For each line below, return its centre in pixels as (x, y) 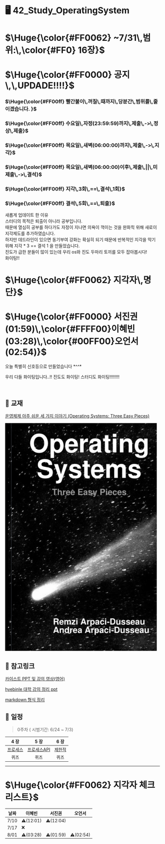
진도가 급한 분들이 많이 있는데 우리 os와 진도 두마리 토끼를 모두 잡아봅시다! (76, 252)
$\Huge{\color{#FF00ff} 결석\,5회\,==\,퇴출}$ (60, 203)
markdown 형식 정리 (25, 700)
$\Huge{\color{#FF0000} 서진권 (71, 316)
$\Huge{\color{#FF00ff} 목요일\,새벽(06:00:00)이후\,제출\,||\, (79, 167)
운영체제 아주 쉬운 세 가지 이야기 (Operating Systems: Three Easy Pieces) (77, 416)
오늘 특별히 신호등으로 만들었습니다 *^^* (43, 366)
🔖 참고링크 (20, 666)
